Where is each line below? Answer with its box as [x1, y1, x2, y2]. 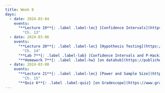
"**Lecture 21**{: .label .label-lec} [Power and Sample [18, 71, 137, 76]
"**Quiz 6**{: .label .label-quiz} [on [18, 80, 100, 85]
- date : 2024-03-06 [9, 35, 50, 40]
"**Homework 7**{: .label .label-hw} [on [18, 58, 105, 62]
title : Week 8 [5, 7, 34, 12]
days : [5, 12, 16, 17]
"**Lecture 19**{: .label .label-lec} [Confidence [18, 26, 124, 31]
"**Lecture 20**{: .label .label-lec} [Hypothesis [18, 44, 124, 49]
